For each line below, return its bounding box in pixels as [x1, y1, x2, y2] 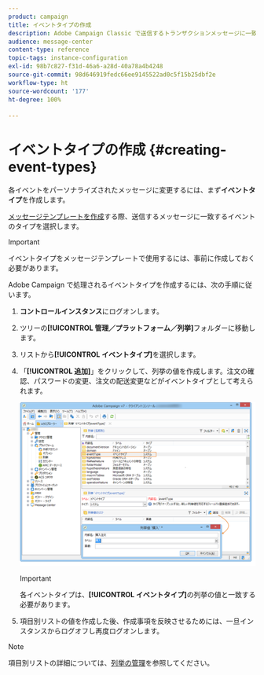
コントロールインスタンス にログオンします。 [19, 306, 163, 316]
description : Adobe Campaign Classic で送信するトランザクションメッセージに [8, 29, 246, 37]
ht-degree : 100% [8, 95, 61, 104]
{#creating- [148, 141, 227, 159]
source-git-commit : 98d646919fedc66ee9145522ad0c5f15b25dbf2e [8, 71, 216, 79]
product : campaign [8, 13, 68, 20]
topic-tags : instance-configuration [8, 54, 128, 62]
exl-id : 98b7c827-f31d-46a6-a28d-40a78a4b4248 [8, 63, 163, 71]
